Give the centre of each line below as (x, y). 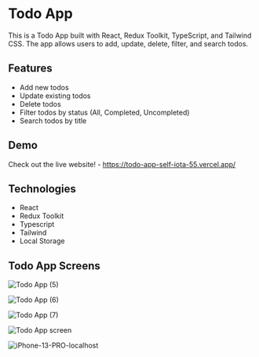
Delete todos (40, 104)
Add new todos (44, 87)
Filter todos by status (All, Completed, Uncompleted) (104, 112)
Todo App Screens (54, 266)
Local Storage (42, 241)
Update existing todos (55, 96)
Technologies (42, 189)
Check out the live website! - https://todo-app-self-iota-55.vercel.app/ (122, 164)
